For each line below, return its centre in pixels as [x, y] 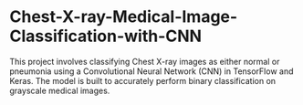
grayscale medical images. [60, 90]
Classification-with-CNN [106, 36]
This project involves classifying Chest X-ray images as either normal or [145, 61]
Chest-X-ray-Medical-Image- [124, 17]
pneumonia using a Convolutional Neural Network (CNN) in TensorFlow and [151, 71]
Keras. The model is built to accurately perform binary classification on [143, 80]
